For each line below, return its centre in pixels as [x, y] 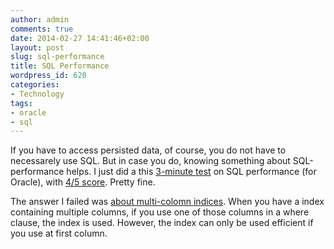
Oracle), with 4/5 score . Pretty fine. [83, 182]
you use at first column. [59, 233]
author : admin [40, 19]
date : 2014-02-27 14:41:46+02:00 [80, 38]
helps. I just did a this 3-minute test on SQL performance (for [191, 172]
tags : [21, 103]
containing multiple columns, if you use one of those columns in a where [160, 212]
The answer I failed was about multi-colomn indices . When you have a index [167, 202]
